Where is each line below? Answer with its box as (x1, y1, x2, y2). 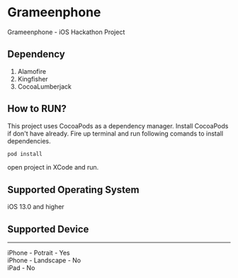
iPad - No (7, 264, 35, 272)
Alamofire (17, 67, 47, 75)
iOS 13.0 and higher (7, 203, 65, 211)
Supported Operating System (7, 184, 140, 196)
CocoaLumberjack (17, 82, 72, 91)
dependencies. (7, 136, 51, 145)
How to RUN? (7, 103, 67, 115)
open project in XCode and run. (7, 163, 99, 172)
